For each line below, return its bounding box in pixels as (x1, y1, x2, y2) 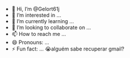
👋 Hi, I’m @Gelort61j (11, 6, 60, 12)
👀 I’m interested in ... (11, 12, 61, 19)
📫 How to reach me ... (11, 31, 66, 37)
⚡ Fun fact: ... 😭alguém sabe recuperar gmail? (11, 45, 125, 52)
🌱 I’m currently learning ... (11, 18, 74, 24)
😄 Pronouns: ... (11, 39, 50, 46)
